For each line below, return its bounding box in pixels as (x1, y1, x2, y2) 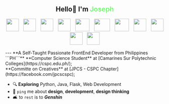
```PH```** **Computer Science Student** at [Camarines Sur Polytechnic (5, 55, 156, 61)
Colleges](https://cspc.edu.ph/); (5, 60, 72, 66)
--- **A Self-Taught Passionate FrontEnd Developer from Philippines (5, 50, 148, 56)
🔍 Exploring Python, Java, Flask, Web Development (12, 81, 122, 87)
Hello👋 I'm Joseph (55, 5, 115, 14)
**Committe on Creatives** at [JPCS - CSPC (5, 66, 99, 72)
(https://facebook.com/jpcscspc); (5, 71, 75, 77)
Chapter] (100, 66, 119, 72)
